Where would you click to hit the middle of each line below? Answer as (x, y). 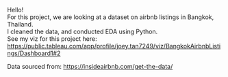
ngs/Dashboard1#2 (34, 53)
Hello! (15, 10)
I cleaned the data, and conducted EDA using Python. (83, 31)
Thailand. (20, 24)
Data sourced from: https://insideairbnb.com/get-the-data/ (90, 66)
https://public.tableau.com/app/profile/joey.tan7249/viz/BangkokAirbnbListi (114, 46)
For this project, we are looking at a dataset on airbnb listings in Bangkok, (111, 17)
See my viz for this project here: (52, 39)
